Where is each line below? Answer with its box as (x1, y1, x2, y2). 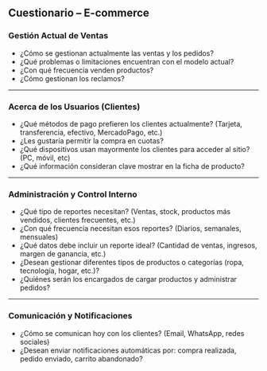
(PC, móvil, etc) (19, 153, 71, 162)
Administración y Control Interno (8, 189, 137, 200)
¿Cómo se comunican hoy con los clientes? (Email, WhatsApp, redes (19, 328, 245, 338)
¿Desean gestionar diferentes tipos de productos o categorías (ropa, (19, 258, 245, 268)
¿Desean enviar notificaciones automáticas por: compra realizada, (19, 346, 237, 355)
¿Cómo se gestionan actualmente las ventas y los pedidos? (19, 48, 215, 58)
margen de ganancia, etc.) (19, 249, 106, 259)
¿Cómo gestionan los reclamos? (19, 73, 125, 83)
